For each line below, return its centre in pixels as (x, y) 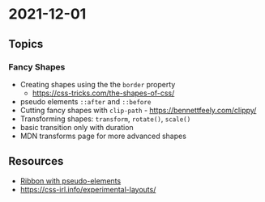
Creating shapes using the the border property (98, 84)
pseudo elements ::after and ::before (85, 101)
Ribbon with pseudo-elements (71, 181)
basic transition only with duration (77, 127)
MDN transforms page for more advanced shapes (103, 136)
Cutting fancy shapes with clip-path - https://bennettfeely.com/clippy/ (138, 110)
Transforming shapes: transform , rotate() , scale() (105, 119)
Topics (26, 44)
